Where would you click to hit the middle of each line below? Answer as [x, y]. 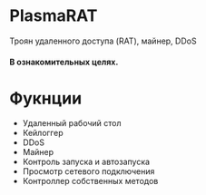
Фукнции [46, 98]
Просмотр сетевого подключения [88, 171]
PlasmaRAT [54, 16]
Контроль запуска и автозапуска [86, 162]
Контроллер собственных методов [90, 181]
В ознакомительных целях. [64, 62]
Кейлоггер [43, 133]
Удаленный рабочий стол [72, 123]
